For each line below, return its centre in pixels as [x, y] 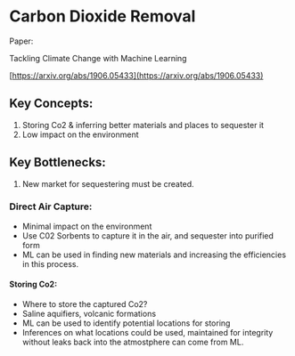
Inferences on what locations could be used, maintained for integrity [147, 333]
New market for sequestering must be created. [108, 183]
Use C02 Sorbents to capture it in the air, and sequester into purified [148, 235]
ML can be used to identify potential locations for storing [126, 323]
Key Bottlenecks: [58, 162]
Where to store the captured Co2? [85, 304]
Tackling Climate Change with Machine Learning [98, 58]
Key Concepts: [51, 104]
